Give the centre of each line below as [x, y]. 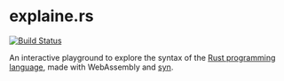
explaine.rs [51, 16]
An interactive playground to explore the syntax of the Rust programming [142, 57]
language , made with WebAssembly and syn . [91, 67]
